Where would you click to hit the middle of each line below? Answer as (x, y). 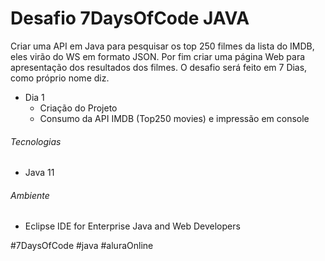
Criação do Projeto (78, 108)
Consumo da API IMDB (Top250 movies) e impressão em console (174, 118)
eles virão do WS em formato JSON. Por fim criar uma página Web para (158, 56)
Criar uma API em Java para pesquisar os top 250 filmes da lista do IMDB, (162, 46)
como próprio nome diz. (60, 78)
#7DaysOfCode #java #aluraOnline (82, 246)
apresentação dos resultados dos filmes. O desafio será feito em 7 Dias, (159, 67)
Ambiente (30, 195)
